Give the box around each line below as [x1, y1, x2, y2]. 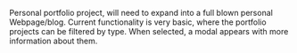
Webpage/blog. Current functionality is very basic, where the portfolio [9, 17, 267, 27]
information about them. [9, 35, 98, 46]
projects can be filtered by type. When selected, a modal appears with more [9, 26, 289, 36]
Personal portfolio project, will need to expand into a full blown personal [9, 8, 274, 18]
